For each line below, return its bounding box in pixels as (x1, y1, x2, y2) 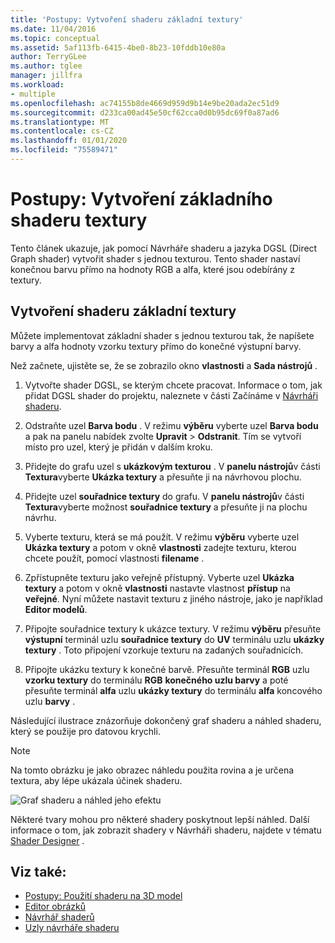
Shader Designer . (10, 834, 85, 846)
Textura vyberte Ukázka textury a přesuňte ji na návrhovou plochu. (24, 471, 302, 483)
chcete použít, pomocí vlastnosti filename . (24, 552, 205, 564)
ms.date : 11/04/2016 (10, 24, 97, 34)
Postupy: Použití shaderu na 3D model (24, 890, 183, 902)
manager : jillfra (10, 71, 83, 81)
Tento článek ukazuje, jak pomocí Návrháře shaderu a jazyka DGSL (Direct (10, 242, 318, 254)
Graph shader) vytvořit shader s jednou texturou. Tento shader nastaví (10, 252, 301, 265)
